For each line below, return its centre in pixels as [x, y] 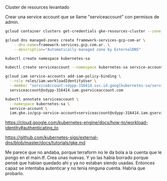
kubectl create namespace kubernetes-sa [48, 58]
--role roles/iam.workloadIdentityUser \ [53, 81]
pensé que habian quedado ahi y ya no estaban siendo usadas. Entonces [80, 163]
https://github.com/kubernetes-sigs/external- [52, 137]
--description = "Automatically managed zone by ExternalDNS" [78, 49]
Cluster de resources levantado [37, 7]
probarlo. [14, 174]
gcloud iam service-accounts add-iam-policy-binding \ [63, 77]
